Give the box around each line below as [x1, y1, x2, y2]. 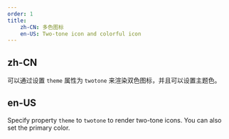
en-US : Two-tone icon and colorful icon [20, 30, 142, 38]
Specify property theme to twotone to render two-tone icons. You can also [7, 116, 222, 124]
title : [7, 17, 27, 24]
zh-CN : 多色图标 [20, 23, 64, 30]
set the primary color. [7, 123, 70, 132]
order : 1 [7, 10, 33, 18]
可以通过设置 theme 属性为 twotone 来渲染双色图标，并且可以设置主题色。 [7, 76, 221, 85]
